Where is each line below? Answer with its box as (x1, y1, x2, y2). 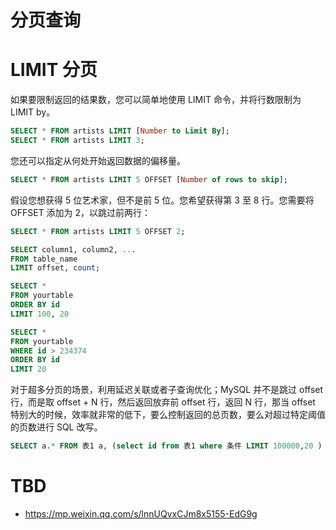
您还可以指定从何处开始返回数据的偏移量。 (10, 154, 186, 166)
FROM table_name (10, 254, 78, 264)
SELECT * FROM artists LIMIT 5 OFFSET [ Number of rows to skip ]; (10, 174, 289, 185)
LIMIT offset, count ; (10, 263, 101, 273)
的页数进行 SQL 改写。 (10, 421, 103, 433)
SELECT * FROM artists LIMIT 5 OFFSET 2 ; (10, 226, 186, 236)
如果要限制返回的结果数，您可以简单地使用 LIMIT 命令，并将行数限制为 (10, 94, 302, 106)
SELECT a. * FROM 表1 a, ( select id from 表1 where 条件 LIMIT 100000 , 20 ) (10, 441, 323, 451)
